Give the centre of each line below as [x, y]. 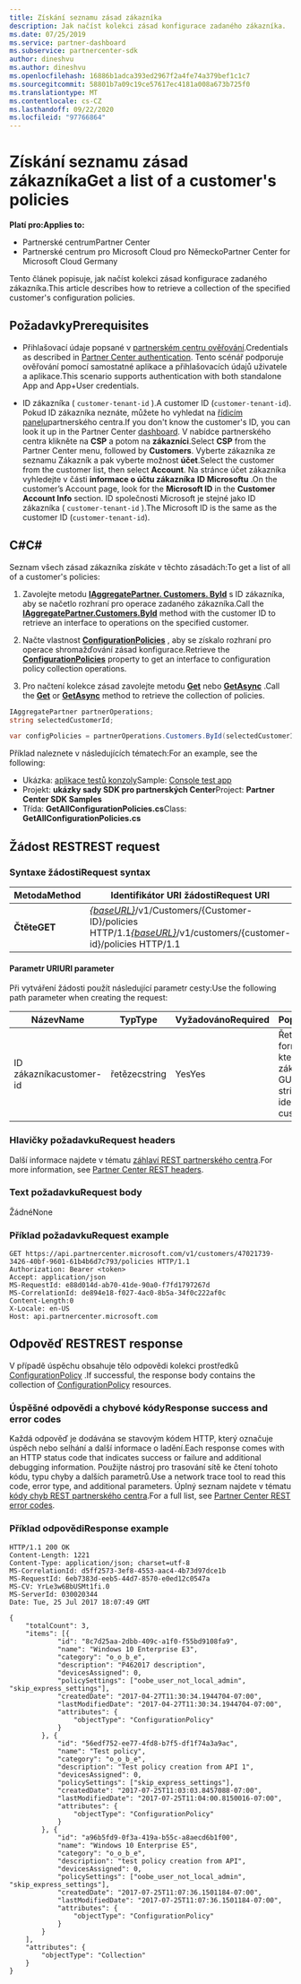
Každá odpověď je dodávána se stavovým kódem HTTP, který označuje [141, 1439]
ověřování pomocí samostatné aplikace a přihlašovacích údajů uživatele [155, 366]
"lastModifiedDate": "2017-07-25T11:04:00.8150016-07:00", [169, 1798]
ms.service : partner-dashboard [68, 43]
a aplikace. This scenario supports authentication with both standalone [152, 376]
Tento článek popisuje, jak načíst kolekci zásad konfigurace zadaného [138, 279]
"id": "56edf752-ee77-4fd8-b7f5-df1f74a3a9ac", [148, 1743]
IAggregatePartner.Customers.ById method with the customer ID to [149, 613]
